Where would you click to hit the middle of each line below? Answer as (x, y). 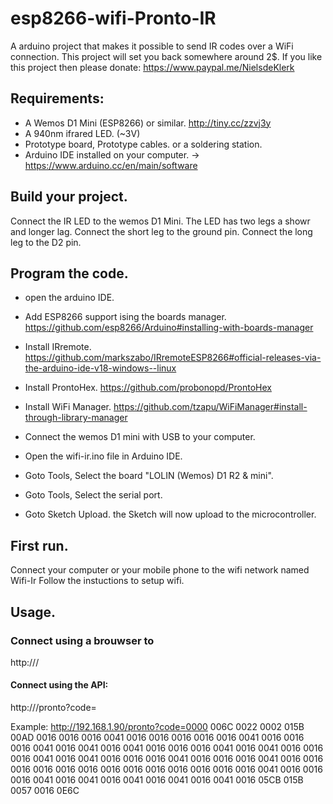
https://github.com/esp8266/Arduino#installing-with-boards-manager (169, 328)
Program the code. (69, 273)
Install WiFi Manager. (68, 407)
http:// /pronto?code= (53, 708)
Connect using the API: (59, 685)
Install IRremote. (58, 347)
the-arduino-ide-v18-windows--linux (100, 368)
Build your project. (69, 197)
